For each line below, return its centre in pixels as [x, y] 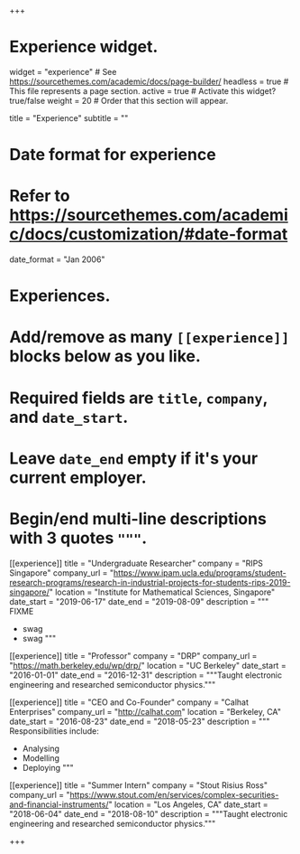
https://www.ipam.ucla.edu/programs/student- [200, 572]
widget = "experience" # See [63, 71]
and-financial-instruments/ [59, 804]
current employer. [78, 478]
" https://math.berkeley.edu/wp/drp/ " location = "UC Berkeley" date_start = [148, 665]
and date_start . [69, 417]
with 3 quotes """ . [78, 538]
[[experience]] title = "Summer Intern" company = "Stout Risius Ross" [139, 785]
